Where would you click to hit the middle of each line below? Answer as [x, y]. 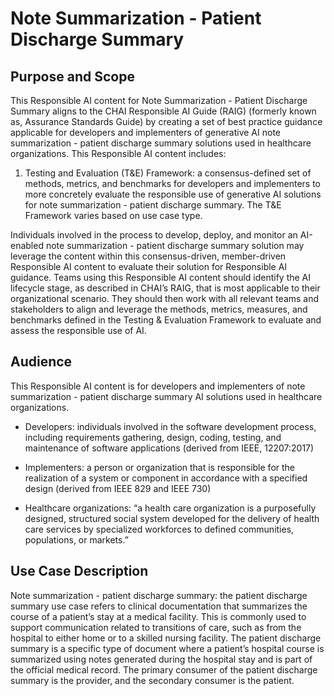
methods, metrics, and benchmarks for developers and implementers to [172, 183]
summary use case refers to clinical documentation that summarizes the [159, 606]
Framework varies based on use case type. [113, 215]
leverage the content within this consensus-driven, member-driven [148, 256]
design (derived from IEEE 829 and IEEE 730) [118, 488]
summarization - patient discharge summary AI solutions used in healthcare [166, 396]
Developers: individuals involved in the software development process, [170, 426]
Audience [41, 362]
